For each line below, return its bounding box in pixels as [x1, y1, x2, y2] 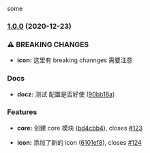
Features [7, 107, 37, 117]
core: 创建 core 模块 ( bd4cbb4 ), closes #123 [16, 124, 143, 132]
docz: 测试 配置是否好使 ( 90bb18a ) [16, 90, 115, 98]
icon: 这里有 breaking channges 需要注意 [16, 56, 133, 64]
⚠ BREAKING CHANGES [7, 40, 89, 49]
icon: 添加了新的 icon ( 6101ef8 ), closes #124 [16, 138, 142, 146]
